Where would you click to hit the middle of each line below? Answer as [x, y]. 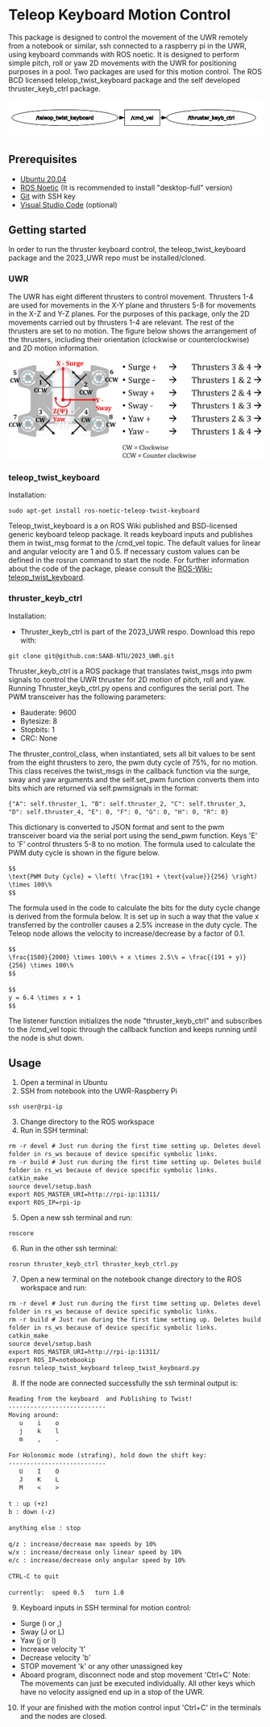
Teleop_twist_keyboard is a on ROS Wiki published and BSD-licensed [123, 526]
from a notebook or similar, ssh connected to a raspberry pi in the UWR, [128, 45]
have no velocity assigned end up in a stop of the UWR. [112, 1692]
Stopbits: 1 [37, 729]
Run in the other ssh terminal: [69, 1248]
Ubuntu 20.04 [43, 178]
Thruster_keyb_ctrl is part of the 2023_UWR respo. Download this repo [137, 631]
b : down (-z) [32, 1512]
